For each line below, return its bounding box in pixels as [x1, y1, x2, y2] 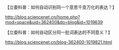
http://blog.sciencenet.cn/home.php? [5, 14, 80, 20]
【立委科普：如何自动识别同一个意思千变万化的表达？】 [5, 4, 117, 10]
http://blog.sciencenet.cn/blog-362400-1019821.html [5, 39, 113, 45]
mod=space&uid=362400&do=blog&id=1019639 [5, 19, 103, 25]
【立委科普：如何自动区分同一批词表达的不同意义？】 [5, 29, 113, 35]
